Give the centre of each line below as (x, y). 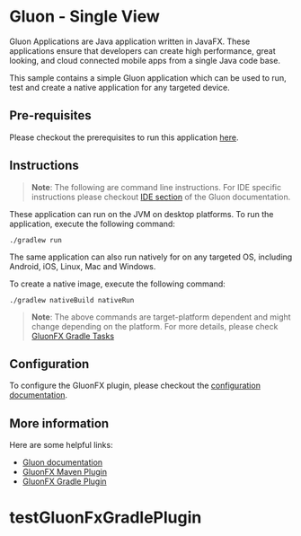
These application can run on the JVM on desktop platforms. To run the (142, 214)
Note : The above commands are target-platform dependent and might (161, 317)
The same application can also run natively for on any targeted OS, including (151, 257)
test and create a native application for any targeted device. (120, 87)
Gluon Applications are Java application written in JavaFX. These (130, 41)
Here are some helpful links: (62, 445)
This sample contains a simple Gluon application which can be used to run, (148, 77)
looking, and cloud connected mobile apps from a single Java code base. (145, 60)
